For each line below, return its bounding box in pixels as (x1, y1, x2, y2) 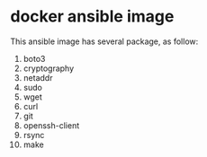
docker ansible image (10, 6, 175, 27)
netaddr (22, 72, 53, 83)
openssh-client (22, 119, 80, 131)
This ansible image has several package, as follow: (10, 36, 199, 47)
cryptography (22, 63, 75, 74)
